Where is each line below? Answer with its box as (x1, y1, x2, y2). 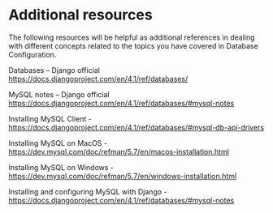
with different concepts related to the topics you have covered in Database (8, 40, 258, 50)
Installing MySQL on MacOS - (8, 138, 108, 147)
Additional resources (8, 6, 153, 24)
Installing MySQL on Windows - (8, 162, 115, 172)
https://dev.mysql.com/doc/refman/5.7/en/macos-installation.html (8, 147, 230, 156)
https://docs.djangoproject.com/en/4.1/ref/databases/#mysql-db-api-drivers (8, 122, 265, 132)
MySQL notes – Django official (8, 89, 110, 99)
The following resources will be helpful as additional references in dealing (8, 32, 255, 42)
